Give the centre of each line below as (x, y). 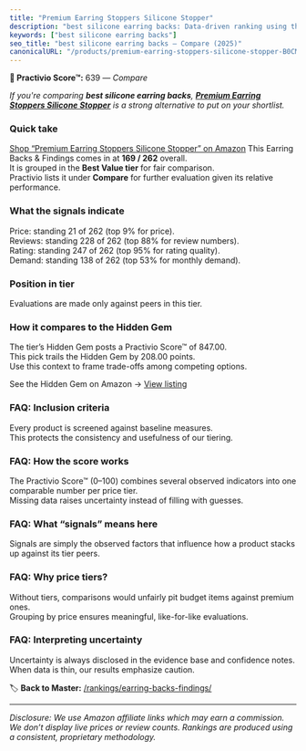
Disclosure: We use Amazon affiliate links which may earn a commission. (147, 717)
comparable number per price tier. (74, 490)
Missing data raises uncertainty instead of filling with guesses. (127, 500)
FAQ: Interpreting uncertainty (76, 640)
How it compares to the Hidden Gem (91, 327)
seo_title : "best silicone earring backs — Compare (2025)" (126, 43)
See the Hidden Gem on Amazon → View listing (98, 384)
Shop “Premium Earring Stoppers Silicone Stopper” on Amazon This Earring (152, 149)
